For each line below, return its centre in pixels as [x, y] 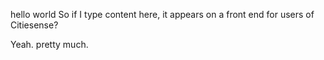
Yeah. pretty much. [49, 44]
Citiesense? [34, 25]
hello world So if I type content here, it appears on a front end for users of [162, 14]
